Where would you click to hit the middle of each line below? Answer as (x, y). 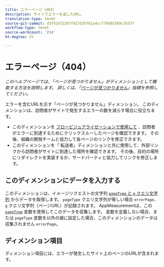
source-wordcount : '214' (30, 32)
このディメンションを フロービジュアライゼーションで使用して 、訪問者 (84, 127)
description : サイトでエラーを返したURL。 (45, 14)
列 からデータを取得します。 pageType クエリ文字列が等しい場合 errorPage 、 (82, 199)
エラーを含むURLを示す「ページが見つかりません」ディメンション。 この (78, 104)
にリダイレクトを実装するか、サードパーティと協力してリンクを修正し (83, 157)
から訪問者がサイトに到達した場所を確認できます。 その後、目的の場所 (88, 151)
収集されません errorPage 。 (33, 224)
